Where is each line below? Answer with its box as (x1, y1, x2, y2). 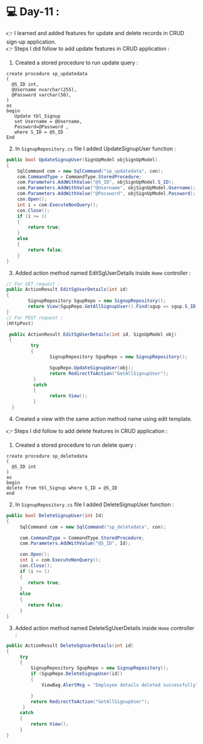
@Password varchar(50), (11, 92, 71, 98)
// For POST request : (6, 315, 63, 321)
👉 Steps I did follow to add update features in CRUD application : (6, 45, 170, 52)
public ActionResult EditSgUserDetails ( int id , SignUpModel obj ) (8, 331, 177, 337)
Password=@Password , (14, 124, 69, 130)
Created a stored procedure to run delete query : (14, 441, 137, 449)
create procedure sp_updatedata (6, 70, 88, 76)
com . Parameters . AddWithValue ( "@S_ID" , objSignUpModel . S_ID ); (17, 179, 174, 186)
